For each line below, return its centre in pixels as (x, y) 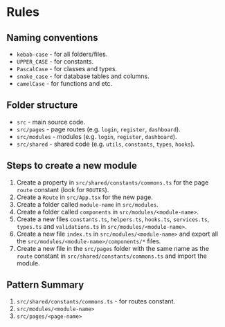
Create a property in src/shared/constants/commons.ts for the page (112, 182)
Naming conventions (52, 38)
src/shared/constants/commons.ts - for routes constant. (96, 301)
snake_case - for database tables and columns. (83, 76)
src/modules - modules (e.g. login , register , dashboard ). (97, 136)
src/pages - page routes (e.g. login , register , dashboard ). (98, 129)
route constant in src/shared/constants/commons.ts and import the (111, 256)
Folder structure (42, 105)
